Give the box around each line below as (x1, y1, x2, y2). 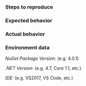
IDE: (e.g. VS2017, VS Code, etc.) (5, 75, 73, 81)
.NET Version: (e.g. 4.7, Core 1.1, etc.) (5, 65, 81, 71)
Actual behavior (5, 30, 45, 37)
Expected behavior (5, 17, 53, 24)
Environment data (5, 44, 50, 51)
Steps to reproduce (5, 4, 53, 11)
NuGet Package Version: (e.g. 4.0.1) (5, 55, 79, 61)
